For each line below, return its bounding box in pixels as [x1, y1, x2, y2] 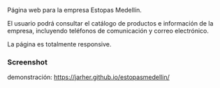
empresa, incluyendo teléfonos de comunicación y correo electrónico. [7, 27, 210, 35]
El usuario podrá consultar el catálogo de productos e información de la [7, 19, 214, 27]
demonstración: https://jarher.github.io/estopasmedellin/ [7, 73, 170, 82]
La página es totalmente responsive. [7, 40, 112, 48]
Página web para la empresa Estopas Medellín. [7, 6, 142, 14]
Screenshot [7, 57, 47, 67]
